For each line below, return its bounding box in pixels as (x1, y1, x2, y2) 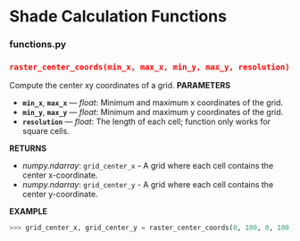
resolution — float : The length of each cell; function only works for (21, 116, 271, 127)
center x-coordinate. (21, 170, 98, 180)
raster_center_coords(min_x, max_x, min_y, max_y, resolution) (9, 62, 290, 72)
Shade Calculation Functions (9, 6, 228, 27)
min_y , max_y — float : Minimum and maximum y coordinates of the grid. (21, 107, 284, 118)
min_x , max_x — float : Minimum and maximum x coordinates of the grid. (21, 97, 284, 108)
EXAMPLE (9, 206, 47, 217)
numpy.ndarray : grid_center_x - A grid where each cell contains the (21, 161, 274, 171)
